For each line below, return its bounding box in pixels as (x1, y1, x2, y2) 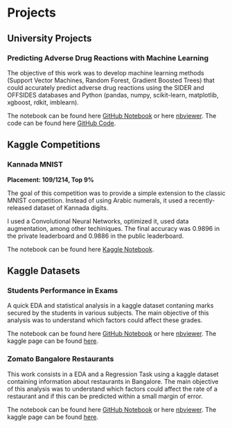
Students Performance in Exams (7, 286, 118, 295)
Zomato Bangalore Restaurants (7, 354, 114, 364)
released (7, 203, 33, 212)
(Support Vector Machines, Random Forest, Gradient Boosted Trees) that (7, 76, 215, 84)
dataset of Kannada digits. (33, 203, 109, 212)
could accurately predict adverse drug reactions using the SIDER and (7, 83, 204, 91)
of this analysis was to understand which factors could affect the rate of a (7, 384, 218, 393)
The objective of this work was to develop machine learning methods (7, 68, 204, 77)
